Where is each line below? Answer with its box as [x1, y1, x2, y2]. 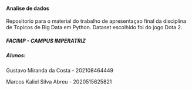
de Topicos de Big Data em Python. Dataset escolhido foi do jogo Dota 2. [6, 24, 183, 31]
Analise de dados [6, 5, 50, 12]
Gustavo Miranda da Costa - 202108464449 [6, 67, 113, 74]
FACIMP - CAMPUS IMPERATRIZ [6, 37, 86, 44]
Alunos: [6, 52, 26, 59]
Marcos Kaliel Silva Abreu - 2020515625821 [6, 78, 112, 85]
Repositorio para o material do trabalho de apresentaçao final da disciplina [6, 18, 187, 25]
